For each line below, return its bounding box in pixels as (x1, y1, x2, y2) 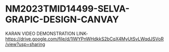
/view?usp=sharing (5, 41, 46, 47)
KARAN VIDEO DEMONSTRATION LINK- (5, 30, 89, 36)
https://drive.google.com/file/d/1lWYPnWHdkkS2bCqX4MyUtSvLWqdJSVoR (5, 36, 164, 42)
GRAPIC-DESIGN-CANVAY (5, 14, 119, 25)
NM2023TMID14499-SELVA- (5, 3, 130, 15)
